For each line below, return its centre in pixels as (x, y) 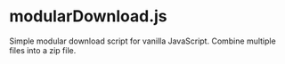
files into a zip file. (43, 50)
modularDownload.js (88, 16)
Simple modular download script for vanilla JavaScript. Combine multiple (142, 41)
